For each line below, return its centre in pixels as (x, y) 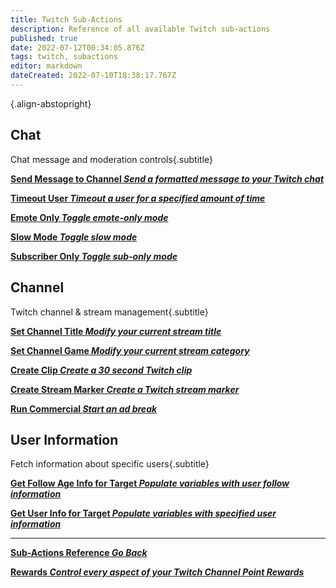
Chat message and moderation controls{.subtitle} (111, 159)
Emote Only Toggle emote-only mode (89, 217)
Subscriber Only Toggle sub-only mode (94, 256)
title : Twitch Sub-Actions (66, 19)
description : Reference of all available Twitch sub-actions (140, 29)
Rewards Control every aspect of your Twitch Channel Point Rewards (157, 572)
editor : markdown (46, 66)
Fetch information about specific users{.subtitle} (110, 464)
